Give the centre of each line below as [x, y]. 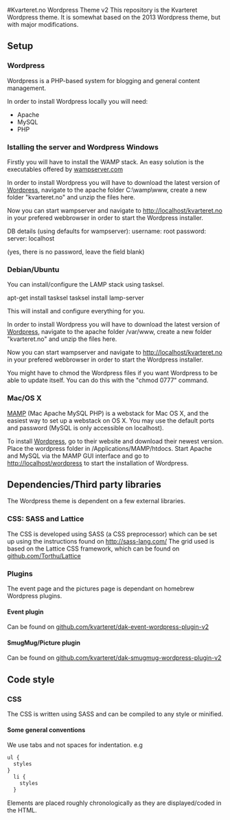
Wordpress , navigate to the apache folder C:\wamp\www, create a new [107, 190]
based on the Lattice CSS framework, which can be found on [93, 548]
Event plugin [25, 612]
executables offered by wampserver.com [65, 169]
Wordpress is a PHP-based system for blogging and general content [104, 80]
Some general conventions [46, 730]
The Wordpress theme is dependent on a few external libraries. [96, 501]
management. [27, 88]
